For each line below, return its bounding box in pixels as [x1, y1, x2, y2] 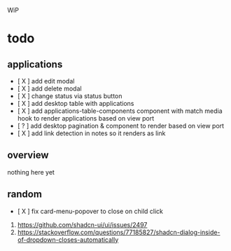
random [7, 189, 42, 201]
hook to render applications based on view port [17, 114, 155, 122]
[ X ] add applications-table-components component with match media [17, 107, 223, 115]
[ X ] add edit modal [17, 77, 75, 85]
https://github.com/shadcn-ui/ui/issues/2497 [17, 220, 148, 229]
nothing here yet [7, 168, 55, 176]
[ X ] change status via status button [17, 92, 122, 100]
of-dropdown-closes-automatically [17, 235, 119, 244]
